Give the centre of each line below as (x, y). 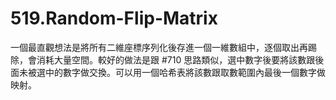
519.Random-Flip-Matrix (114, 18)
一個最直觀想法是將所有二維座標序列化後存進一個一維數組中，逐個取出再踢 (163, 47)
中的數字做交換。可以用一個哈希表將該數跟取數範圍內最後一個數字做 (185, 72)
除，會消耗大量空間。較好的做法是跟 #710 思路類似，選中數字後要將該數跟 (163, 59)
